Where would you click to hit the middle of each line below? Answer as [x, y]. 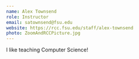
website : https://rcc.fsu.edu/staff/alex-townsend [70, 28]
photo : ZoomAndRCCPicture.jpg [43, 33]
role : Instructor [28, 17]
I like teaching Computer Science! [47, 50]
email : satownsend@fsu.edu [39, 22]
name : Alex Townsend [32, 11]
